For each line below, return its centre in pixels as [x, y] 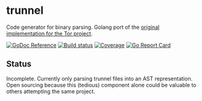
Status [19, 64]
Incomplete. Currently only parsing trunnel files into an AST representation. [99, 78]
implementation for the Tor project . [49, 33]
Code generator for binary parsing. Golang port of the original [83, 27]
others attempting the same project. [51, 91]
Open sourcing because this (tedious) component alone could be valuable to [101, 85]
